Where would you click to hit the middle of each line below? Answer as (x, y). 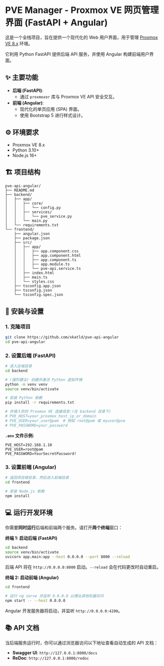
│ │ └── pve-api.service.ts (47, 269)
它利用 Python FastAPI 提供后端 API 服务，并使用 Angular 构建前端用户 (77, 54)
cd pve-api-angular (25, 342)
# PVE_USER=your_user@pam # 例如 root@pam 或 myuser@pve (65, 420)
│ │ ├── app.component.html (47, 256)
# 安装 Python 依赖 (24, 398)
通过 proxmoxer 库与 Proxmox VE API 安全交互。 (68, 96)
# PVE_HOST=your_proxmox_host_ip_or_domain (51, 416)
